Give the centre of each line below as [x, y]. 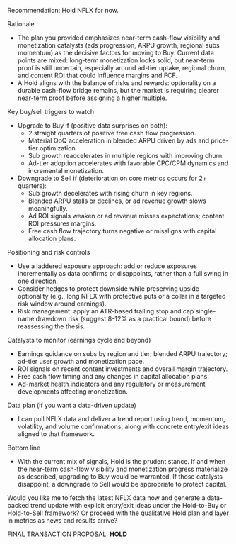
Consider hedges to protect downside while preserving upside [108, 289]
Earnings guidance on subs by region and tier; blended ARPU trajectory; [123, 354]
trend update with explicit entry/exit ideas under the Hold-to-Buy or [129, 505]
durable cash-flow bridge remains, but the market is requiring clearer [118, 90]
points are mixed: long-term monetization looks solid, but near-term [116, 60]
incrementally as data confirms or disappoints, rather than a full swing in [123, 273]
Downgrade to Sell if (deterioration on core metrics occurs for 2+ [112, 178]
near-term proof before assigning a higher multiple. [92, 98]
